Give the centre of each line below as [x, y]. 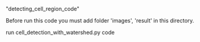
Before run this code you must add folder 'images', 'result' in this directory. [100, 20]
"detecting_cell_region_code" [43, 9]
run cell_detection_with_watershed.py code [60, 32]
